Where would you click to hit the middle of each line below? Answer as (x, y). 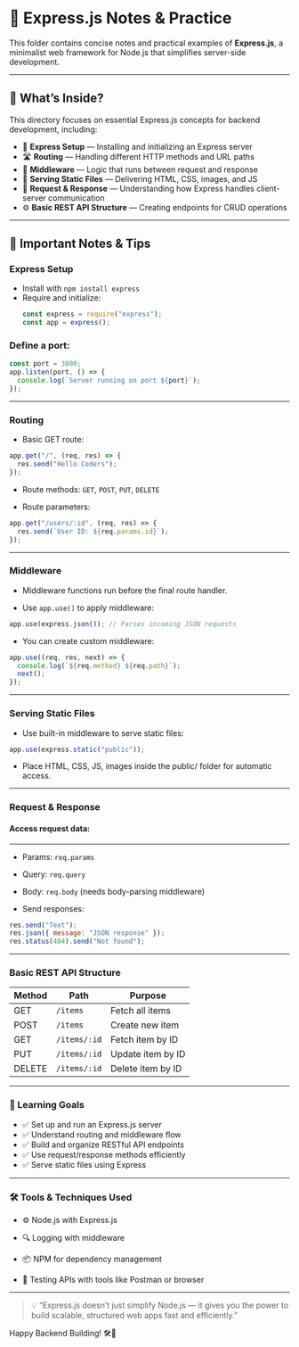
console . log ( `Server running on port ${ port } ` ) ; (109, 381)
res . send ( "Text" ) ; (43, 925)
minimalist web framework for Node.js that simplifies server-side (128, 52)
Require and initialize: (61, 298)
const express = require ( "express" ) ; (92, 314)
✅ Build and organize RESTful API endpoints (103, 1145)
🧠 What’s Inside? (57, 99)
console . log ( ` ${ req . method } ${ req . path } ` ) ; (99, 665)
